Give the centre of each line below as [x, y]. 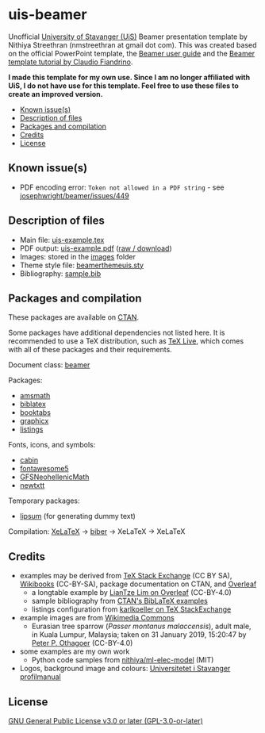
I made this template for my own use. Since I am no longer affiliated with [129, 77]
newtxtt [32, 485]
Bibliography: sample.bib [60, 273]
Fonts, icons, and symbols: [52, 445]
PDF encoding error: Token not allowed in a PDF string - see [122, 187]
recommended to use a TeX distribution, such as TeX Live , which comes [126, 341]
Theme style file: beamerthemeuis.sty [82, 265]
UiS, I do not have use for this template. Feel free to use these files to [124, 86]
